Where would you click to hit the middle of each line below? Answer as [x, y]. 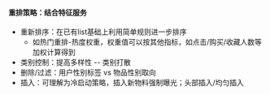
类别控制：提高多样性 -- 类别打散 [76, 63]
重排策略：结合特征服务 [48, 12]
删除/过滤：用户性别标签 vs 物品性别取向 [88, 72]
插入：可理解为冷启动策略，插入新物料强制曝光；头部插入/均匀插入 [132, 83]
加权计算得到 [54, 52]
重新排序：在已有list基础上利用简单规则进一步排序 [103, 32]
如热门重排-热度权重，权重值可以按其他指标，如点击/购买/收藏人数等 [147, 42]
